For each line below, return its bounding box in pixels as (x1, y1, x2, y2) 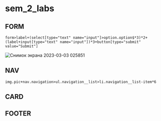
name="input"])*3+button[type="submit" (59, 40, 141, 44)
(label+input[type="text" (5, 40, 58, 44)
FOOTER (5, 109, 31, 118)
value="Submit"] (5, 44, 38, 49)
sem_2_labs (5, 3, 55, 14)
